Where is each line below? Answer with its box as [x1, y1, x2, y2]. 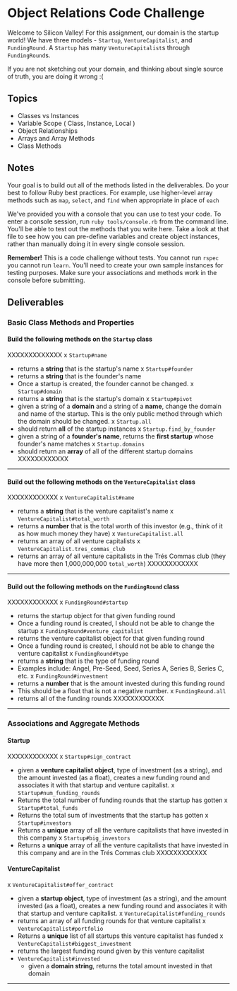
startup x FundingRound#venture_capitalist [17, 627, 144, 635]
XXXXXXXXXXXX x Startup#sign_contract [7, 752, 132, 760]
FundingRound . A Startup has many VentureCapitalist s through [7, 43, 190, 52]
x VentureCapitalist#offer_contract [7, 880, 114, 888]
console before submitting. [7, 276, 86, 284]
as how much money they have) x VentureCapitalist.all [17, 529, 184, 538]
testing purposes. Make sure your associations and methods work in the [7, 268, 217, 277]
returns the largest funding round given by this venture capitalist [17, 946, 205, 955]
